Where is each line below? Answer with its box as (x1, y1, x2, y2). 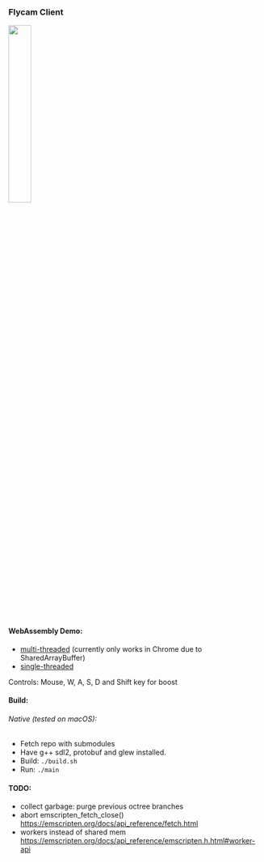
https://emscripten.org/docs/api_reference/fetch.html (19, 818, 199, 828)
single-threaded (19, 661, 74, 671)
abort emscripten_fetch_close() (19, 809, 124, 819)
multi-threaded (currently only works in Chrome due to (19, 644, 203, 653)
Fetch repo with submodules (19, 739, 115, 749)
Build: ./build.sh (19, 756, 78, 766)
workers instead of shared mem (19, 827, 127, 837)
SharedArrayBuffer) (19, 653, 86, 662)
